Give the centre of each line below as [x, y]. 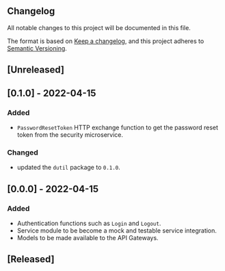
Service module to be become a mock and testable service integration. [117, 230]
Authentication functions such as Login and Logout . [89, 223]
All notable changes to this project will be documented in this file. [99, 27]
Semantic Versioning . [37, 48]
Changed [23, 152]
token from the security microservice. [70, 134]
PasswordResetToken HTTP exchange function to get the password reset [118, 127]
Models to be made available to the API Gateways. [88, 237]
